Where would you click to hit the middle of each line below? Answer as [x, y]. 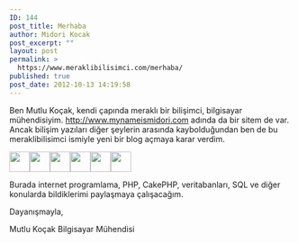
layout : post [34, 51]
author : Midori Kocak [50, 34]
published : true [40, 76]
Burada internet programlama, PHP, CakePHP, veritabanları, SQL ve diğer [145, 184]
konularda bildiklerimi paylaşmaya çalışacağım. [96, 193]
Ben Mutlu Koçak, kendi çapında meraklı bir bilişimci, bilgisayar [126, 110]
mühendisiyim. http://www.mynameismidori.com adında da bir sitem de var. [149, 120]
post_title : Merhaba [48, 26]
